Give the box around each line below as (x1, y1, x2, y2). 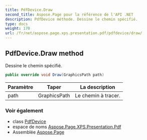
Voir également (5, 107, 44, 114)
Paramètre (8, 83, 34, 90)
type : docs (5, 21, 28, 27)
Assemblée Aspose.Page (12, 129, 65, 135)
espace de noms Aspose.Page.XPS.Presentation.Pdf (12, 123, 121, 129)
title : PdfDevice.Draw (5, 7, 53, 13)
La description (80, 83, 115, 90)
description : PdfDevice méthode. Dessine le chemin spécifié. (5, 17, 138, 22)
